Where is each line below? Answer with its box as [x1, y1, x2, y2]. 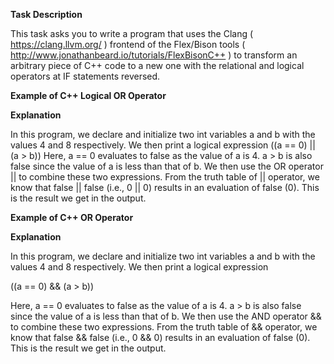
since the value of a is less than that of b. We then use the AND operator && [10, 310, 322, 322]
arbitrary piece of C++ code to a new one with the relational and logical [10, 60, 305, 71]
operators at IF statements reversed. [10, 70, 161, 82]
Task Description [10, 9, 83, 20]
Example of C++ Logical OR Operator [10, 90, 167, 101]
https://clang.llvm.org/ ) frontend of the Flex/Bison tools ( [10, 39, 246, 50]
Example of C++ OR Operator [10, 212, 134, 223]
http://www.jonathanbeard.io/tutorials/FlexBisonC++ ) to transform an [10, 49, 298, 61]
